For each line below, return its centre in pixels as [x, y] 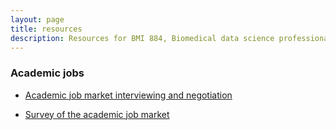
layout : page [37, 19]
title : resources [46, 29]
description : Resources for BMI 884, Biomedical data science [142, 38]
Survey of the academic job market [97, 114]
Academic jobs [47, 73]
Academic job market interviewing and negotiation [128, 95]
